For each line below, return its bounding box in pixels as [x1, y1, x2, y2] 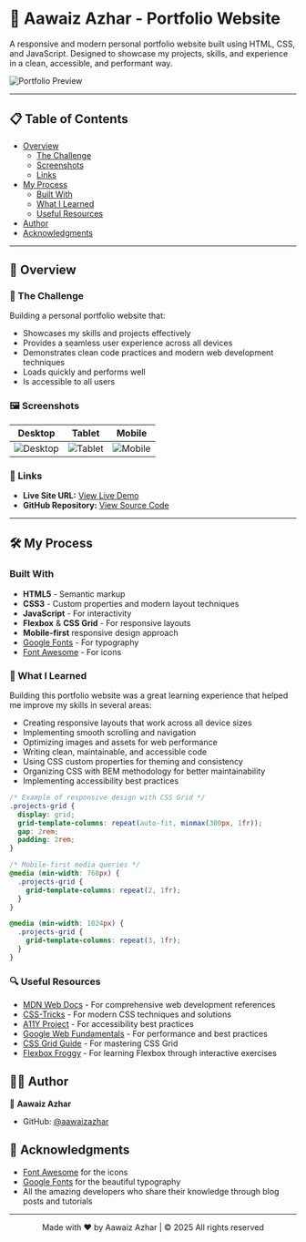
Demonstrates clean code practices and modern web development [22, 347, 274, 358]
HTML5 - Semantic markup [22, 588, 126, 600]
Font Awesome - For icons [22, 646, 122, 657]
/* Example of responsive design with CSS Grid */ [9, 793, 206, 803]
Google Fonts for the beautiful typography [22, 1175, 181, 1187]
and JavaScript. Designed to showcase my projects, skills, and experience [9, 47, 289, 58]
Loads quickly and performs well [22, 366, 146, 377]
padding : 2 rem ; [17, 836, 76, 845]
